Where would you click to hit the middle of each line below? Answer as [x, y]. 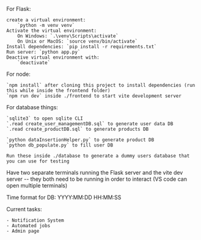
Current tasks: [24, 209]
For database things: [32, 107]
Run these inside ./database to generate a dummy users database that [98, 156]
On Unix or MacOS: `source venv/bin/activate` [78, 42]
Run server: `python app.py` [43, 52]
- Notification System [35, 220]
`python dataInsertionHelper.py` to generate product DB [80, 140]
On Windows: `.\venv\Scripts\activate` [68, 36]
